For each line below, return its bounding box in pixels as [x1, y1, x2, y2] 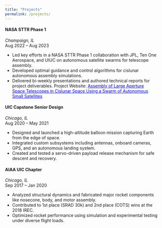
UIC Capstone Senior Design [5, 104, 64, 110]
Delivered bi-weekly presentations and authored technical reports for [12, 78, 150, 83]
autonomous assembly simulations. [12, 72, 83, 78]
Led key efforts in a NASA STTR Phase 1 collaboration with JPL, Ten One [12, 52, 157, 58]
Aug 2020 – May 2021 [5, 120, 49, 126]
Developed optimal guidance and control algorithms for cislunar [12, 67, 139, 73]
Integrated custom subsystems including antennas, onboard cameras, [12, 140, 151, 146]
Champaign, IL [5, 37, 35, 43]
